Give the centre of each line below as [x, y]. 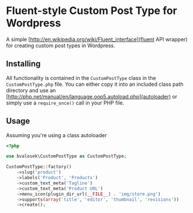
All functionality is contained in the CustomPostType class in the [81, 78]
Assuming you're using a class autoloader [56, 135]
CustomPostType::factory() [39, 167]
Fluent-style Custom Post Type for [92, 11]
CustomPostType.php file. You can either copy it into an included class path [95, 84]
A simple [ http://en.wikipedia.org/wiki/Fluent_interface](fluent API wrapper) [97, 39]
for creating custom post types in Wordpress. [61, 46]
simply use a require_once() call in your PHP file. [65, 103]
